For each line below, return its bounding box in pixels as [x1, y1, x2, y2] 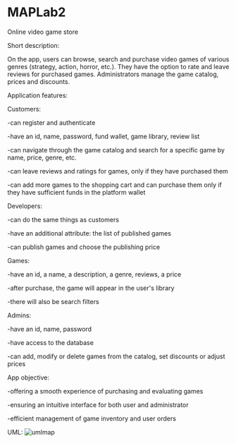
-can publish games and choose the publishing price [7, 243, 161, 251]
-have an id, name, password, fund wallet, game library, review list [7, 132, 200, 140]
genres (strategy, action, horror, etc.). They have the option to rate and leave [7, 62, 230, 71]
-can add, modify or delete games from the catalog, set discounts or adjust [7, 352, 225, 360]
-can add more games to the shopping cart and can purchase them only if [7, 181, 222, 189]
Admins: [7, 311, 32, 320]
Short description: [7, 41, 60, 49]
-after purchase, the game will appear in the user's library [7, 284, 175, 292]
